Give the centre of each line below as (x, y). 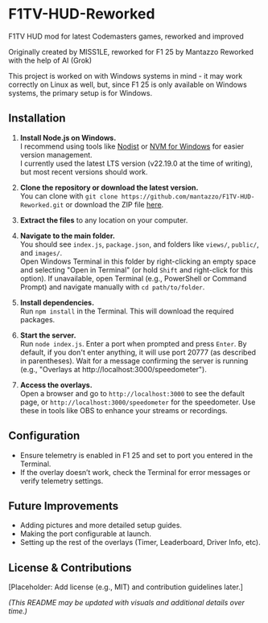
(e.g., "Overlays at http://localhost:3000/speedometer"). (113, 369)
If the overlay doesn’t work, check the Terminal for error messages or (135, 472)
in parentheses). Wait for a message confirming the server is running (134, 361)
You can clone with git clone (69, 196)
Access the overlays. (56, 385)
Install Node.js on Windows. (68, 137)
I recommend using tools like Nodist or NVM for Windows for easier (132, 146)
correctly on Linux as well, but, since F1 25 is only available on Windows (128, 84)
